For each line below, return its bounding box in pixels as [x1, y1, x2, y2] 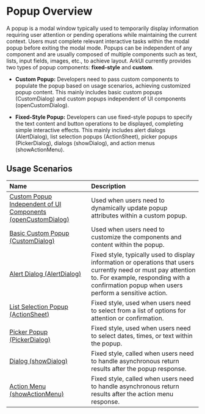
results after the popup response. [91, 364, 187, 373]
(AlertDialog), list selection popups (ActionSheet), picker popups [15, 133, 178, 140]
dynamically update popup [91, 203, 168, 212]
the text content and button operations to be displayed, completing [15, 119, 184, 127]
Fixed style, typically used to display [91, 250, 195, 258]
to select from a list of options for [91, 306, 186, 315]
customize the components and [91, 233, 182, 241]
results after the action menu [91, 390, 174, 398]
